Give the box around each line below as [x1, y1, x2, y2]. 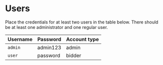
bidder [66, 52, 81, 59]
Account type [66, 36, 99, 43]
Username [7, 36, 33, 43]
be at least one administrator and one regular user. [5, 24, 108, 30]
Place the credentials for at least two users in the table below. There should [5, 19, 159, 25]
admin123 [37, 44, 62, 51]
